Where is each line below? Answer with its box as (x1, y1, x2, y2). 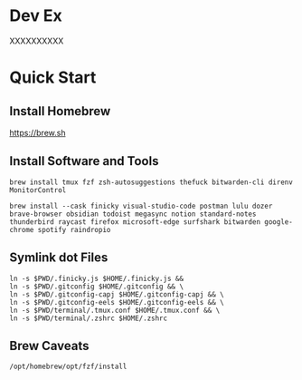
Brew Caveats (9, 337, 90, 354)
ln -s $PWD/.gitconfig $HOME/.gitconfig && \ (9, 282, 184, 291)
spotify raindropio (37, 225, 111, 234)
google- (264, 217, 294, 227)
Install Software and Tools (9, 153, 159, 169)
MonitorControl (9, 185, 67, 195)
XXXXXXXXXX (9, 35, 64, 46)
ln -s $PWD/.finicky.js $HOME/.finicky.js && (9, 274, 184, 283)
